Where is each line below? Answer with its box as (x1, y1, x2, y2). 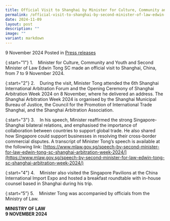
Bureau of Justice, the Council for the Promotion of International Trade (5, 101, 152, 107)
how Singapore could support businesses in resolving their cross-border (5, 133, 157, 139)
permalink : (5, 12, 28, 17)
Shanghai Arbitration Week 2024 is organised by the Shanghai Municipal (5, 96, 157, 102)
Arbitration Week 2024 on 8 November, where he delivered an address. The (5, 91, 163, 97)
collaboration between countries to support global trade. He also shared (5, 127, 156, 133)
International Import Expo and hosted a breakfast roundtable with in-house (5, 175, 161, 181)
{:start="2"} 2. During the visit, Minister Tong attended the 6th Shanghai (5, 80, 159, 86)
